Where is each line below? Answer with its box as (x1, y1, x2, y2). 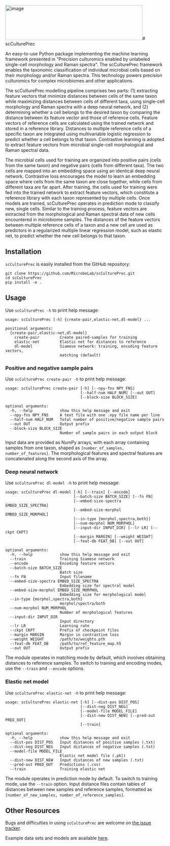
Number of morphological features (59, 610, 133, 615)
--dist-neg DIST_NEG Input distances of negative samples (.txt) (10, 744, 156, 749)
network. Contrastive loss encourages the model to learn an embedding (5, 173, 156, 179)
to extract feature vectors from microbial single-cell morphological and (5, 142, 153, 148)
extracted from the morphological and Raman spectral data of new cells (5, 211, 156, 217)
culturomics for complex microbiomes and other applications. (5, 78, 133, 84)
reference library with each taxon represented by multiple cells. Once (5, 195, 150, 201)
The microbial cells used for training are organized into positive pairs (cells (5, 157, 161, 163)
